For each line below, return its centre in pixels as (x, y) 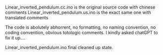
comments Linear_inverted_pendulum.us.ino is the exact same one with (78, 12)
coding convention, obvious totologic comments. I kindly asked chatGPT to (81, 32)
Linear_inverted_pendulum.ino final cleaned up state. (59, 47)
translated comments (27, 18)
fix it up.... (15, 38)
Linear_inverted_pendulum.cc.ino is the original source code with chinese (80, 7)
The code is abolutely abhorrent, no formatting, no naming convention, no (81, 27)
